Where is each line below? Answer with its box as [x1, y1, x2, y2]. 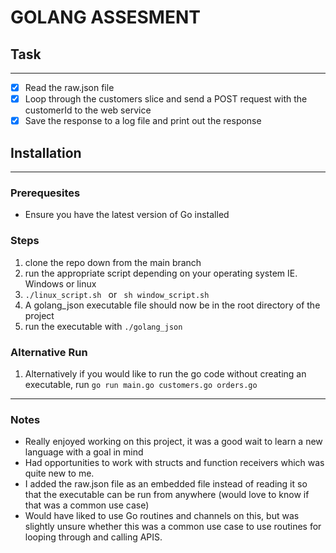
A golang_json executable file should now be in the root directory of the [24, 299, 321, 311]
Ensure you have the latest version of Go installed [24, 209, 230, 221]
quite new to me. [24, 467, 95, 480]
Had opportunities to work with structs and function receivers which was [24, 457, 325, 469]
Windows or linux [24, 277, 97, 290]
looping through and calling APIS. [24, 531, 163, 543]
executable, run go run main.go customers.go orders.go [24, 378, 258, 390]
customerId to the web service [24, 104, 152, 116]
